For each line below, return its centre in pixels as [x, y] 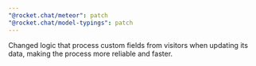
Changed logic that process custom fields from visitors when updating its [128, 45]
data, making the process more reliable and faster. [91, 53]
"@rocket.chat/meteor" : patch [58, 15]
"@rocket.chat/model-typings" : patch [71, 23]
